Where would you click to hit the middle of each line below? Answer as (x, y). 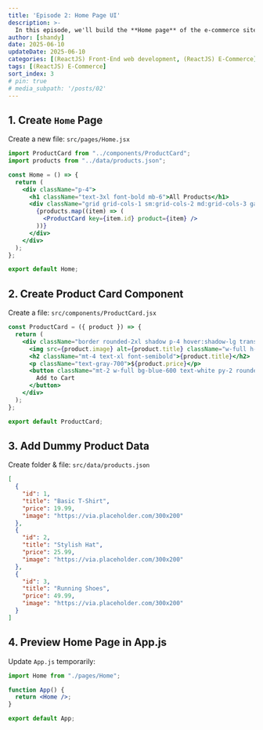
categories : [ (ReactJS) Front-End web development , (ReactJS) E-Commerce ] (133, 60)
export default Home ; (43, 269)
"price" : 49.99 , (49, 596)
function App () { (36, 690)
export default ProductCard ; (56, 422)
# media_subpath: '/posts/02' (58, 88)
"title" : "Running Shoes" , (66, 589)
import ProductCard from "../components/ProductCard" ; (99, 154)
